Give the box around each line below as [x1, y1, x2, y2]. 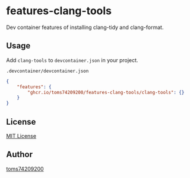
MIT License [6, 132, 37, 140]
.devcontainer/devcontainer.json [6, 68, 89, 74]
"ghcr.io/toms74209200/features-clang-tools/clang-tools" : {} [27, 89, 185, 95]
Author [6, 150, 33, 160]
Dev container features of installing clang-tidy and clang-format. [6, 24, 164, 31]
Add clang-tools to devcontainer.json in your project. [6, 56, 138, 63]
